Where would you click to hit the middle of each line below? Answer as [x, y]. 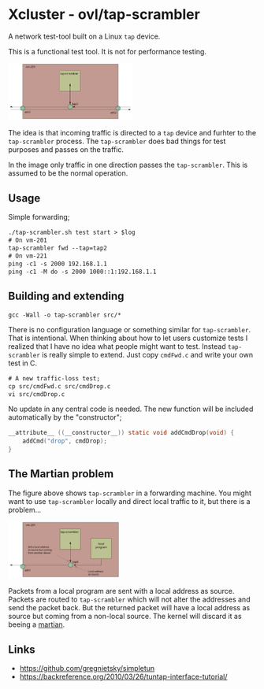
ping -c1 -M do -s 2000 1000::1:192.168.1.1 [82, 272]
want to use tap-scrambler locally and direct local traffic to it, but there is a [129, 501]
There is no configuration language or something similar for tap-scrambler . [129, 330]
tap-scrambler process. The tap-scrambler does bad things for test [117, 141]
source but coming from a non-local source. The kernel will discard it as [125, 617]
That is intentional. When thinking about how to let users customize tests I [128, 338]
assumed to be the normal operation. [68, 173]
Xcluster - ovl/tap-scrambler [104, 15]
